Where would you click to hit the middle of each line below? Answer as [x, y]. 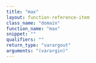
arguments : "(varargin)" [37, 51]
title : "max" [22, 12]
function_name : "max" [33, 28]
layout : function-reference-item [48, 17]
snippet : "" [21, 34]
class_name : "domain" [33, 23]
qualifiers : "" [25, 40]
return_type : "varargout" [38, 46]
